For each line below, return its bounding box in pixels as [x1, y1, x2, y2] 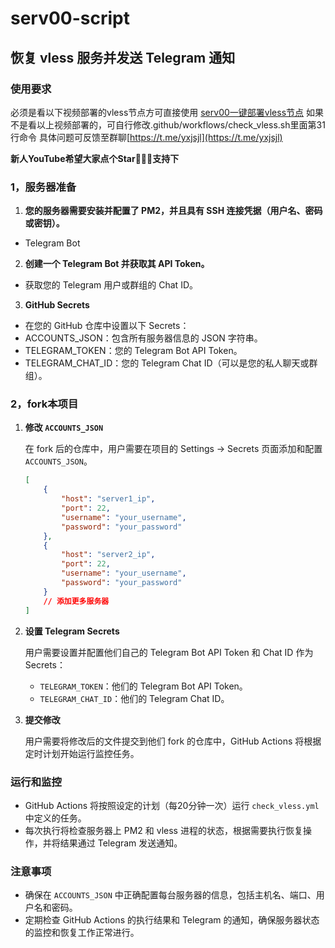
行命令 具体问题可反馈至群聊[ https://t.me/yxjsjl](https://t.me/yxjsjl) [10, 131, 283, 143]
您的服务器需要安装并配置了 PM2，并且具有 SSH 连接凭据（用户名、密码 [24, 205, 323, 217]
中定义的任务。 [24, 812, 87, 824]
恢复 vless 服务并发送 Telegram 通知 [10, 49, 236, 66]
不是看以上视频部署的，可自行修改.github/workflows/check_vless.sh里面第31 [10, 118, 326, 131]
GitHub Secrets [24, 299, 90, 311]
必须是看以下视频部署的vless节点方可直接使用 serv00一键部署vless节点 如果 [10, 106, 324, 118]
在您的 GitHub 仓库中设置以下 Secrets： [24, 320, 190, 332]
